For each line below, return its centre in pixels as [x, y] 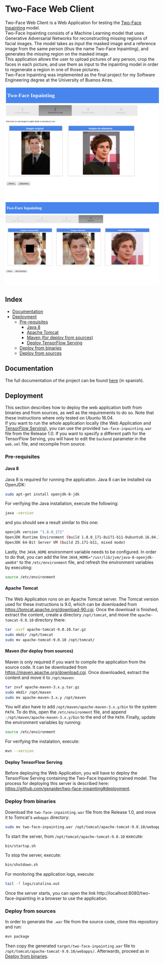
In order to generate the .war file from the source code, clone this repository [82, 922]
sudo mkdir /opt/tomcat [29, 635]
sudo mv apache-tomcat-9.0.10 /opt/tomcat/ [50, 640]
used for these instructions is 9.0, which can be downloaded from [71, 604]
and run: [13, 927]
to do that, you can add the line [36, 557]
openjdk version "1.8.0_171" [35, 532]
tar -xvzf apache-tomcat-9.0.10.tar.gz [46, 629]
